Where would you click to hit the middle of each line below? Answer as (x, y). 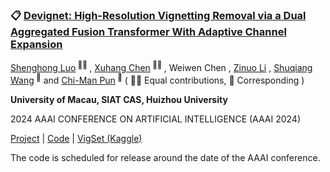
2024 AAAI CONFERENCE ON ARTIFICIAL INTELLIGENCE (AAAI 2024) (156, 119)
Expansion (36, 44)
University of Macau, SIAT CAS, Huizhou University (119, 99)
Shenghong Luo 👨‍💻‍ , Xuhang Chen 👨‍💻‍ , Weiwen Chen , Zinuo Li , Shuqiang (161, 66)
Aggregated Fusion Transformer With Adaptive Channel (148, 31)
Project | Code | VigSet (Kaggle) (76, 138)
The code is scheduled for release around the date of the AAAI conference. (165, 157)
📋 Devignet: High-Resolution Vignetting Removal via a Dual (158, 15)
